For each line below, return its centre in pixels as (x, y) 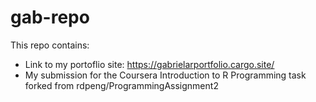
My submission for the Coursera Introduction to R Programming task (165, 75)
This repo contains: (50, 45)
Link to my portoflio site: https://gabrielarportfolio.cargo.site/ (149, 64)
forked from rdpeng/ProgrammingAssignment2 (121, 85)
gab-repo (50, 17)
